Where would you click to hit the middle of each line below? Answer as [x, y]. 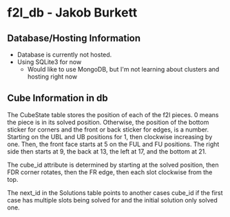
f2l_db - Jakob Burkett [72, 13]
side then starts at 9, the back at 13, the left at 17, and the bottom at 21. [107, 151]
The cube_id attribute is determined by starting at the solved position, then [113, 165]
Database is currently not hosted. [64, 54]
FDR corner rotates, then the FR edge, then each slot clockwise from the [110, 172]
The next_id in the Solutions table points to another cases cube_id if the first [115, 193]
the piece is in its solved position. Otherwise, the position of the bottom [108, 122]
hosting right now [52, 76]
